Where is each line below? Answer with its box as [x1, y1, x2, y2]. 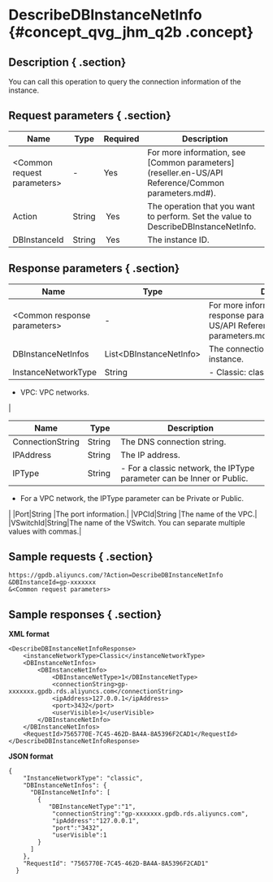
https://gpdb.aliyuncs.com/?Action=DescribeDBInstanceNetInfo [8, 571, 223, 580]
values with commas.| [8, 526, 82, 536]
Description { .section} [8, 55, 127, 69]
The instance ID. [147, 234, 210, 245]
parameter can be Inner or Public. [120, 473, 249, 484]
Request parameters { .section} [8, 109, 171, 123]
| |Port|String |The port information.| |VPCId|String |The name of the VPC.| [8, 509, 258, 519]
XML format [8, 629, 50, 639]
